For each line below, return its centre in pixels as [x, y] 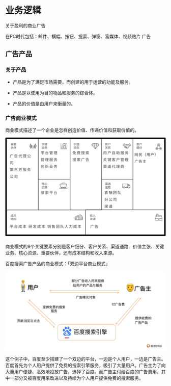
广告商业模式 [21, 118]
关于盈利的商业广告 [25, 25]
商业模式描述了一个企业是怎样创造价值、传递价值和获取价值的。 [72, 130]
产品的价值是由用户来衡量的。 [44, 104]
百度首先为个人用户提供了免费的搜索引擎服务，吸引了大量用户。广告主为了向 [85, 366]
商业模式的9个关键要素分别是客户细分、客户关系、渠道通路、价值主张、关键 [85, 247]
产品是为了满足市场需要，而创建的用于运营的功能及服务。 [73, 82]
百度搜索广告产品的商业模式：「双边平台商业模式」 [58, 264]
